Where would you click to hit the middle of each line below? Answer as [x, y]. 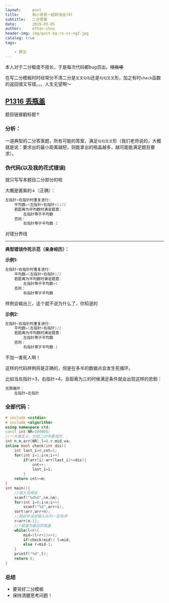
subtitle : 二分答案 [26, 19]
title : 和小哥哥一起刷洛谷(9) [39, 15]
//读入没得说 [26, 493]
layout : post [23, 10]
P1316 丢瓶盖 [25, 102]
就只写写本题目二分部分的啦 [34, 180]
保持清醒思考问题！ [32, 595]
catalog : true [20, 38]
